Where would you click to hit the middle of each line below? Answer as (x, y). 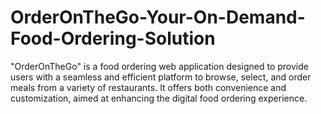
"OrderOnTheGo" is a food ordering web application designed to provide (159, 66)
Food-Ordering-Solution (113, 38)
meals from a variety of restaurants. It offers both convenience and (148, 87)
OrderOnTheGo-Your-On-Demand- (158, 17)
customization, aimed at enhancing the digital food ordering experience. (159, 98)
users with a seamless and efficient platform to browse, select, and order (161, 77)
